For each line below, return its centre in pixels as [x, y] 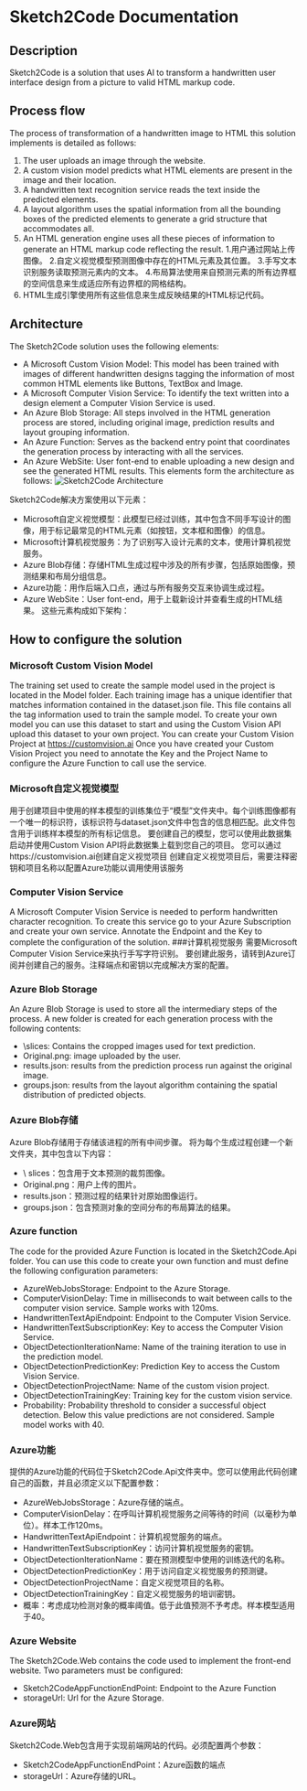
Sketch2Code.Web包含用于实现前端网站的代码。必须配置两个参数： [137, 1745]
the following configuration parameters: [84, 1271]
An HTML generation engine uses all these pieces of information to [149, 238]
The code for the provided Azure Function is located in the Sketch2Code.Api [153, 1251]
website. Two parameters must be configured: [96, 1670]
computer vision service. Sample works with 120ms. [121, 1308]
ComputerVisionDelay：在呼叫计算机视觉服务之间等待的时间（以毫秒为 [156, 1514]
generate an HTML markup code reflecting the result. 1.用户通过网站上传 [159, 249]
